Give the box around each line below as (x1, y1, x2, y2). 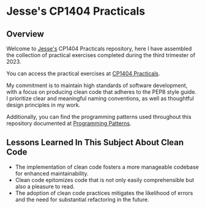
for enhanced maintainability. (15, 170, 89, 177)
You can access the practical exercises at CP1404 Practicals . (6, 70, 160, 77)
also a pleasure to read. (15, 183, 75, 190)
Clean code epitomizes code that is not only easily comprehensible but (15, 176, 195, 183)
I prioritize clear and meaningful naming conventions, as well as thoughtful (6, 95, 194, 102)
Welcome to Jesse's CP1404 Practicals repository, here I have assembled (6, 45, 192, 52)
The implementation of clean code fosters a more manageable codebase (15, 163, 199, 170)
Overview (6, 29, 45, 39)
